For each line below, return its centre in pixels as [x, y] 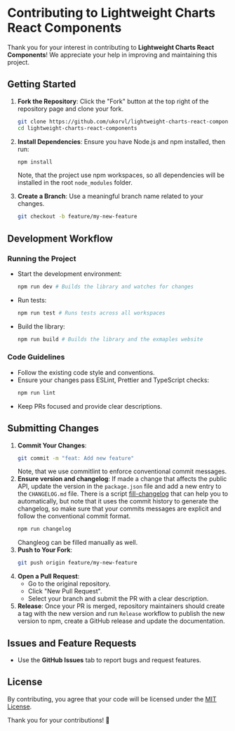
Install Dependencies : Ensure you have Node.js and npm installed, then [121, 141]
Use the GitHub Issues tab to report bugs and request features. [109, 660]
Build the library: [41, 326]
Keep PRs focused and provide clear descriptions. [90, 406]
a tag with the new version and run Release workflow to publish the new [121, 614]
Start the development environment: [69, 274]
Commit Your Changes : [52, 445]
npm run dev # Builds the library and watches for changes [106, 287]
